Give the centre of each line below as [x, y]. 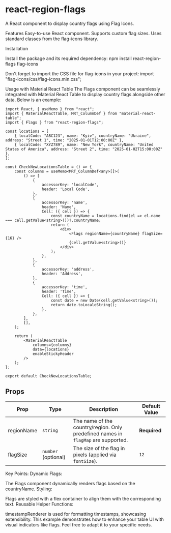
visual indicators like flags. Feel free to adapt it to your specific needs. [79, 524]
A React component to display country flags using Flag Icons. [70, 23]
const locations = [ [27, 131]
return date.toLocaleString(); [84, 305]
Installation [17, 48]
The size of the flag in [99, 448]
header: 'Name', [59, 207]
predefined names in [98, 433]
